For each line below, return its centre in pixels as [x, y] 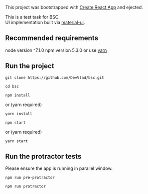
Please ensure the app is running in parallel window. [59, 168]
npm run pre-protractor [30, 178]
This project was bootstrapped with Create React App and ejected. [74, 7]
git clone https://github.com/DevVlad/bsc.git [55, 77]
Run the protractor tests [43, 157]
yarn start [17, 141]
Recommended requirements [52, 38]
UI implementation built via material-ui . [45, 22]
